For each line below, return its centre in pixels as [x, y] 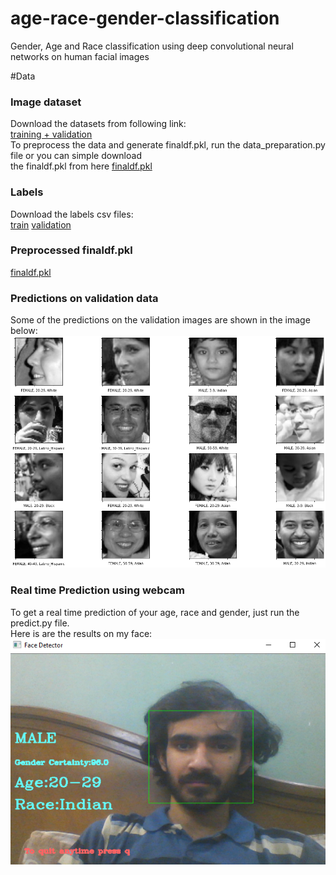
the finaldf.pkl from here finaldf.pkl [81, 166]
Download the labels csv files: [72, 214]
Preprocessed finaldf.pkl [71, 250]
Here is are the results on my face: [81, 633]
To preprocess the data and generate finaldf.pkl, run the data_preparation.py [168, 145]
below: [24, 331]
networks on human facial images [80, 56]
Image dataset [46, 102]
